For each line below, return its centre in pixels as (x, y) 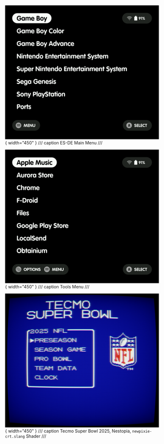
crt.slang (15, 436)
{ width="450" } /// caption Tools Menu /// (47, 287)
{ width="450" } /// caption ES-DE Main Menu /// (54, 142)
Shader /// (36, 436)
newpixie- (142, 431)
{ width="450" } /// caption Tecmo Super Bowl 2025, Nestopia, (68, 431)
